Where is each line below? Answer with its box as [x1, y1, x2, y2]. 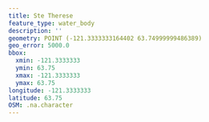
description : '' [8, 26, 62, 35]
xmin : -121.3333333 [15, 57, 81, 65]
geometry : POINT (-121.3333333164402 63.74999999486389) [8, 34, 203, 43]
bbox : [8, 49, 26, 57]
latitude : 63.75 [8, 94, 62, 102]
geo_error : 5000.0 [8, 42, 70, 50]
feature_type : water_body [8, 19, 94, 27]
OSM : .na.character [8, 101, 74, 109]
